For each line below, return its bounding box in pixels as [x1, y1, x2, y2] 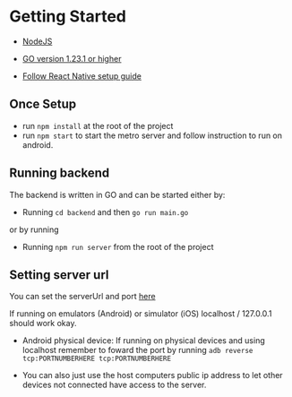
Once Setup [9, 97, 77, 112]
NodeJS [21, 36, 53, 47]
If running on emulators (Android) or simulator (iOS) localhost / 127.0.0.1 [9, 308, 272, 319]
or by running [9, 224, 60, 235]
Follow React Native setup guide [21, 70, 142, 82]
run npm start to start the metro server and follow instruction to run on [21, 130, 283, 141]
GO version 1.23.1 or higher [21, 53, 122, 64]
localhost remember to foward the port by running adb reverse [21, 345, 253, 356]
